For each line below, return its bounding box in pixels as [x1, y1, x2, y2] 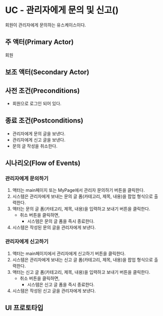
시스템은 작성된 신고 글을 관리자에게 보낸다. [12, 288, 96, 294]
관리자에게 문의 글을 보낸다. [12, 130, 66, 137]
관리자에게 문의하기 [5, 175, 49, 182]
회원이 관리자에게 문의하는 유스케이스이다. [5, 22, 86, 28]
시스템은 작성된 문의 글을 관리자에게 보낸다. [12, 225, 96, 231]
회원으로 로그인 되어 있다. [12, 100, 62, 106]
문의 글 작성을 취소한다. [12, 143, 58, 149]
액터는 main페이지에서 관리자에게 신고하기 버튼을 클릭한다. [12, 250, 126, 256]
